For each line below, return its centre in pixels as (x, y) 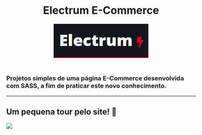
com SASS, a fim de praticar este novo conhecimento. (87, 86)
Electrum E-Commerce (101, 10)
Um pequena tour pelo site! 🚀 (62, 112)
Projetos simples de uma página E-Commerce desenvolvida (95, 79)
